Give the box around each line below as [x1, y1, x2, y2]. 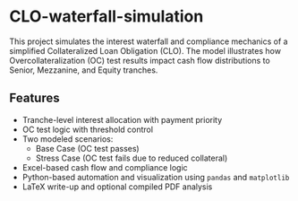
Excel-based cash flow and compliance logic [21, 162, 188, 172]
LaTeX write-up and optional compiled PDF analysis [21, 181, 213, 192]
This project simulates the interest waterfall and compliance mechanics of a [9, 36, 288, 47]
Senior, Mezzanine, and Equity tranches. [9, 65, 158, 75]
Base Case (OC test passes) [35, 143, 140, 153]
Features [9, 91, 60, 106]
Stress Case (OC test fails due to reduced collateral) [35, 153, 228, 163]
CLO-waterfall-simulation [9, 6, 204, 27]
